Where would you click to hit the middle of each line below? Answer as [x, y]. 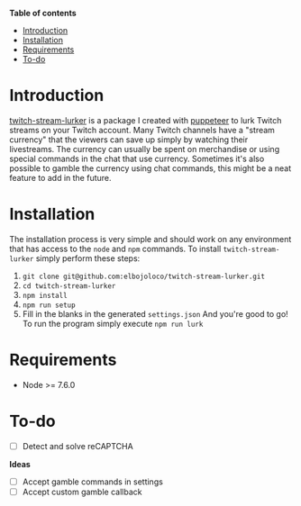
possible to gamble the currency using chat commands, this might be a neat [150, 168]
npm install [45, 295]
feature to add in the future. [60, 177]
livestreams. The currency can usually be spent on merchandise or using [145, 149]
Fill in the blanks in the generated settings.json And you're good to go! [155, 313]
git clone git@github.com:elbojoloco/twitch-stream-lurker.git [144, 276]
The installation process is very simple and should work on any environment [150, 239]
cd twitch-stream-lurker [69, 286]
